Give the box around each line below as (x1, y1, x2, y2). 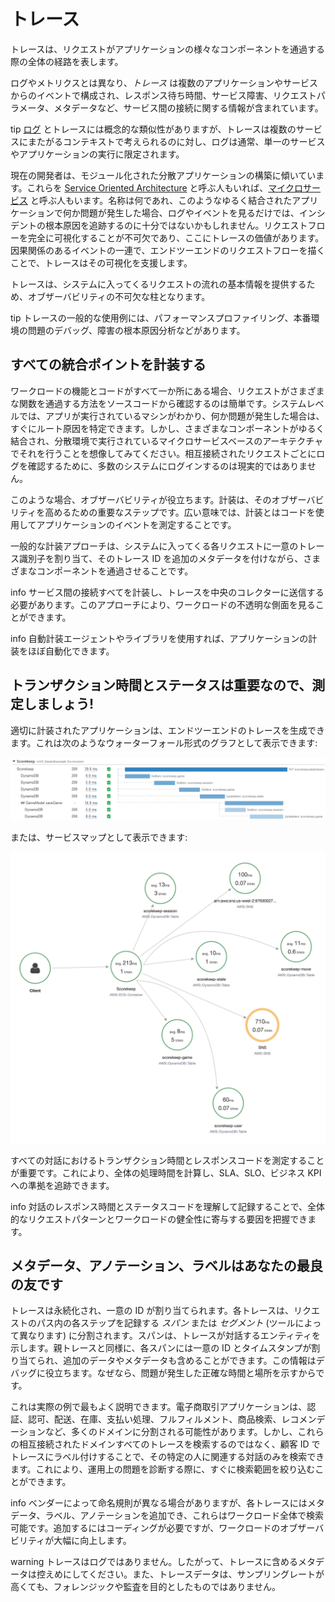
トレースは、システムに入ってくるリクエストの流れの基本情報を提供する (10, 278, 307, 290)
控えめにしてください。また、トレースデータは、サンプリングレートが (36, 1568, 325, 1580)
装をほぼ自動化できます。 (10, 645, 115, 657)
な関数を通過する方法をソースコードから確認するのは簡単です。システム (10, 397, 307, 409)
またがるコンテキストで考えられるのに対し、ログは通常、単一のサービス (27, 135, 326, 147)
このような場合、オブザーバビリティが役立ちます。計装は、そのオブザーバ (10, 493, 316, 505)
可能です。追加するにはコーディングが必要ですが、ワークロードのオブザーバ (10, 1522, 325, 1534)
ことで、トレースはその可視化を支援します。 (10, 256, 193, 269)
